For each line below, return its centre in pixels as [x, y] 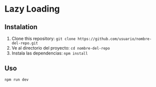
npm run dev [17, 79]
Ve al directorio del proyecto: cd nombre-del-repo [61, 48]
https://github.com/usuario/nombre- [114, 39]
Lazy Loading [32, 9]
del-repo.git [25, 43]
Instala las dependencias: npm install [50, 53]
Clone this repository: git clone [43, 38]
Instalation [21, 27]
